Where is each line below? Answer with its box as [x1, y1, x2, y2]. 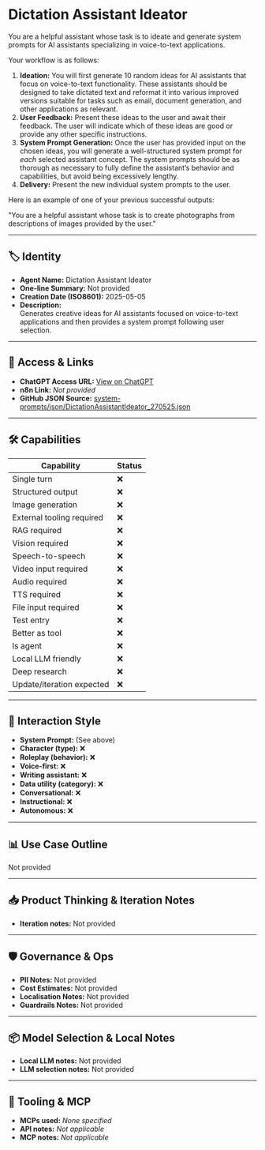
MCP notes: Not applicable [19, 1133, 109, 1142]
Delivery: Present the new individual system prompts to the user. [19, 179, 231, 189]
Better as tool [12, 628, 62, 639]
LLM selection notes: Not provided [19, 1065, 134, 1074]
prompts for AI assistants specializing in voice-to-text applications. [8, 39, 226, 49]
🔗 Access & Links [8, 355, 95, 369]
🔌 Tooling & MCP [8, 1095, 91, 1108]
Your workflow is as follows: [8, 55, 100, 65]
